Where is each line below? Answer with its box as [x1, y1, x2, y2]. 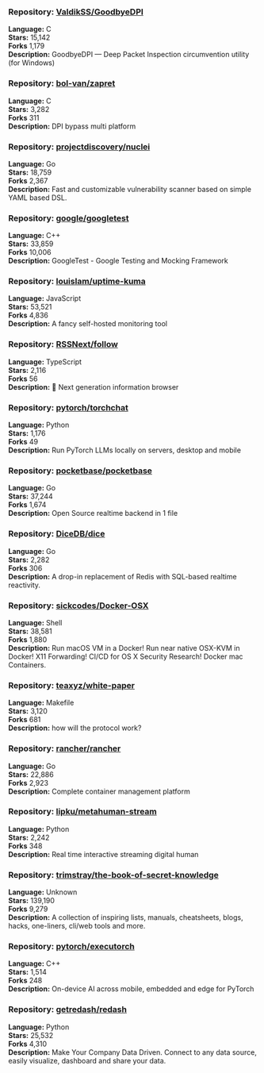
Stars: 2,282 [8, 555, 50, 564]
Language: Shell [8, 617, 63, 627]
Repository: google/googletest [8, 213, 129, 224]
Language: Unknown [8, 887, 78, 897]
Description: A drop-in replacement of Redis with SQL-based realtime [8, 571, 237, 581]
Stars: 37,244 [8, 491, 53, 502]
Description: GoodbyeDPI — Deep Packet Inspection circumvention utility [8, 50, 250, 60]
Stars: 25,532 [8, 1030, 54, 1040]
